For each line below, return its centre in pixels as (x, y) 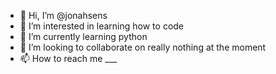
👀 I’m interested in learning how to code (102, 26)
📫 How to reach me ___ (68, 58)
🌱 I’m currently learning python (83, 36)
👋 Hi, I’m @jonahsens (63, 15)
